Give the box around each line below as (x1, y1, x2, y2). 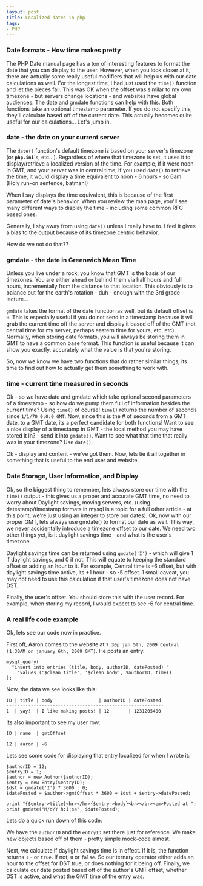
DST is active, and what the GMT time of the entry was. (6, 873, 144, 880)
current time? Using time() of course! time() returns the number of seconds (6, 406, 197, 414)
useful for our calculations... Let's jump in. (6, 118, 111, 125)
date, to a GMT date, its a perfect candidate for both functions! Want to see (6, 419, 194, 427)
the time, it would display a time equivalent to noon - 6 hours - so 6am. (6, 173, 183, 180)
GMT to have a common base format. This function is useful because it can (6, 340, 195, 347)
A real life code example (6, 615, 79, 624)
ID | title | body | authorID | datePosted (6, 697, 162, 703)
